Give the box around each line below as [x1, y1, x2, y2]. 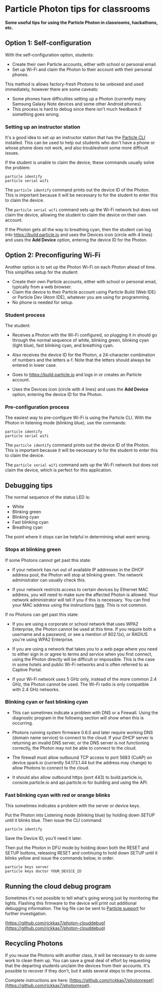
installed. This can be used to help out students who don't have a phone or [5, 140, 155, 146]
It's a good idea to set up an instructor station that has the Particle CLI [5, 135, 145, 140]
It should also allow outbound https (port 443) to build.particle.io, [12, 774, 143, 780]
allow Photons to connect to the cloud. [12, 765, 90, 771]
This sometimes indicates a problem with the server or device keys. [5, 803, 141, 809]
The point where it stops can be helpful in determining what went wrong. [5, 534, 151, 540]
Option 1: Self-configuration [5, 39, 91, 47]
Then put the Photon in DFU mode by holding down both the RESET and [5, 845, 149, 851]
